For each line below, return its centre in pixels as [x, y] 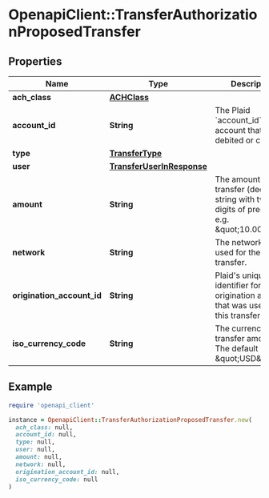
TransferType [136, 153]
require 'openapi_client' [51, 405]
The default [237, 348]
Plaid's [227, 275]
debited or [234, 140]
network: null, [41, 464]
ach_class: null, [44, 427]
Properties [35, 61]
